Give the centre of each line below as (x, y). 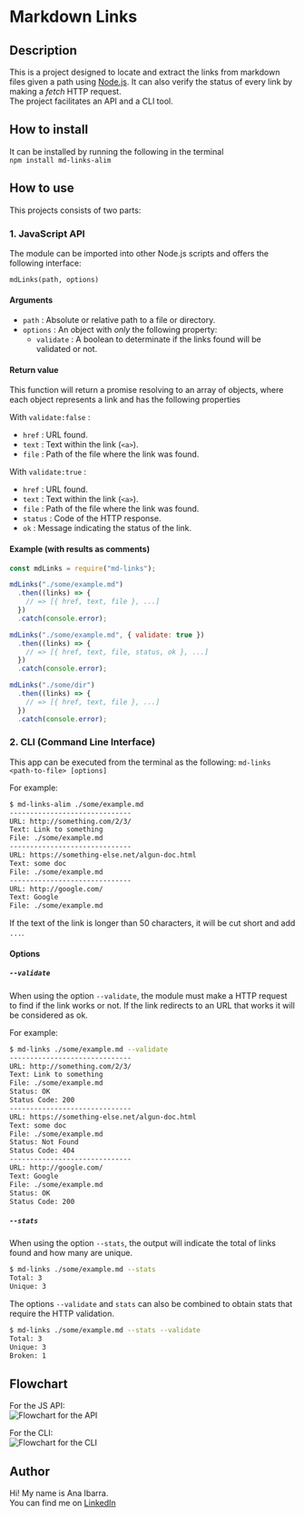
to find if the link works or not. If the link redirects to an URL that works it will (152, 1005)
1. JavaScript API (47, 234)
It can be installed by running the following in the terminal (117, 151)
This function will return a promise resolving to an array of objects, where (147, 390)
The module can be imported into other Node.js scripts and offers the (139, 253)
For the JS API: (37, 1406)
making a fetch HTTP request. (65, 91)
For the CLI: (31, 1433)
